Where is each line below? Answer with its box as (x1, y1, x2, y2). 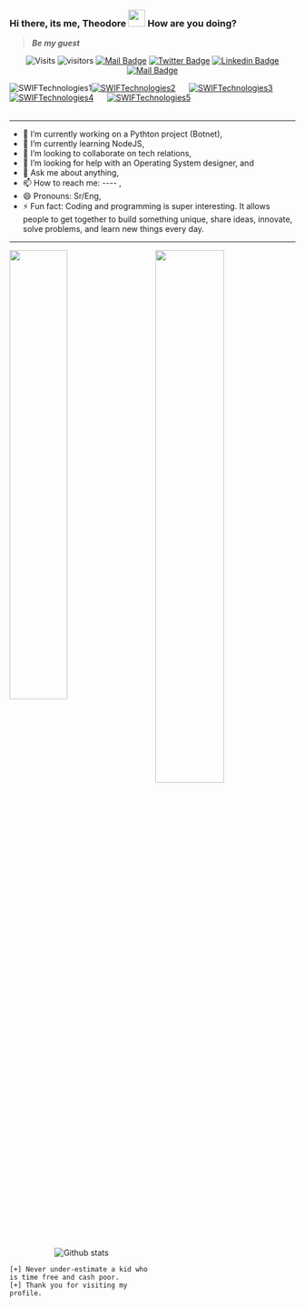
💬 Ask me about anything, (22, 167, 120, 178)
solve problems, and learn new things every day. (22, 224, 204, 235)
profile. (9, 1289, 43, 1298)
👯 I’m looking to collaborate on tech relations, (22, 148, 192, 159)
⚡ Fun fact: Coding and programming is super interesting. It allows (22, 201, 271, 212)
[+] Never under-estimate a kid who (9, 1265, 148, 1274)
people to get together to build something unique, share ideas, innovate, (22, 214, 293, 225)
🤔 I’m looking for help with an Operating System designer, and (22, 157, 254, 168)
